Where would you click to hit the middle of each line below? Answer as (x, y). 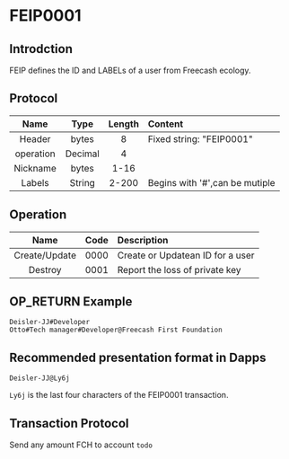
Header (35, 138)
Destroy (45, 269)
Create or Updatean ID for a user (186, 255)
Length (123, 124)
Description (143, 240)
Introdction (41, 49)
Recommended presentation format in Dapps (138, 357)
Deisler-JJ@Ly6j (39, 378)
